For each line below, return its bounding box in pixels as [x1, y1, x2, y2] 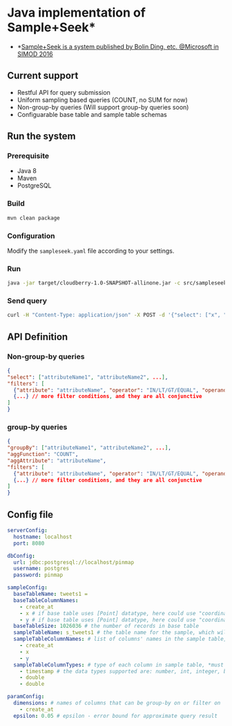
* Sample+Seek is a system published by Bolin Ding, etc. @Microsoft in [17, 42, 219, 51]
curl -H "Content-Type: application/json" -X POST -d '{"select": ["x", [7, 311, 221, 319]
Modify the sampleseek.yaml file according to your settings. [7, 246, 175, 255]
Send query [7, 296, 47, 305]
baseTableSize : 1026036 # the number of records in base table [13, 623, 199, 630]
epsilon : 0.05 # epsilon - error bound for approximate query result [13, 712, 217, 719]
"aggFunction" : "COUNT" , [7, 451, 79, 458]
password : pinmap [13, 572, 64, 579]
